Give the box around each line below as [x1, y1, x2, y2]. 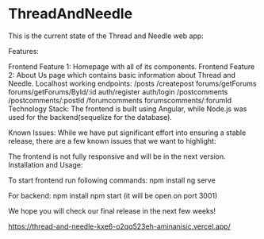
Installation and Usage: [8, 160, 83, 169]
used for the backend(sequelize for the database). [8, 112, 173, 121]
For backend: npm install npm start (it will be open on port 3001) [8, 191, 218, 200]
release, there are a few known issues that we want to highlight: [8, 136, 216, 145]
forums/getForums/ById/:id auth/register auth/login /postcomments [8, 87, 228, 96]
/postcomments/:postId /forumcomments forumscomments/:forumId [8, 95, 232, 105]
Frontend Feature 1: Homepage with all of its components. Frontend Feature [8, 61, 255, 71]
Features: [8, 46, 40, 56]
